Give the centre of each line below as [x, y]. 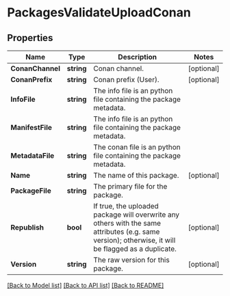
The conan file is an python [137, 147]
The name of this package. [136, 175]
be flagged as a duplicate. [135, 249]
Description [138, 57]
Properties [30, 38]
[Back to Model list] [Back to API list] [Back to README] [86, 285]
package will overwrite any [137, 215]
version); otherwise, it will [135, 240]
